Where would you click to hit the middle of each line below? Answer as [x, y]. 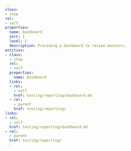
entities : [15, 50]
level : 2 [18, 41]
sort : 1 [17, 37]
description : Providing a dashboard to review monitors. [68, 46]
